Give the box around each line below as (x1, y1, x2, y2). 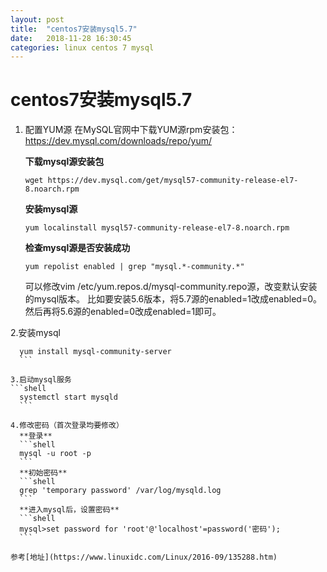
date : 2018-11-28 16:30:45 (10, 33, 132, 43)
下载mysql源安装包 (24, 156, 105, 168)
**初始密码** (19, 468, 68, 478)
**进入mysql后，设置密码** (19, 505, 120, 515)
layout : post (10, 14, 65, 25)
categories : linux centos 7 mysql (10, 42, 155, 53)
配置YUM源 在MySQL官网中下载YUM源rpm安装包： (24, 124, 238, 136)
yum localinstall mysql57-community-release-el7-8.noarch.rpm (24, 223, 290, 233)
